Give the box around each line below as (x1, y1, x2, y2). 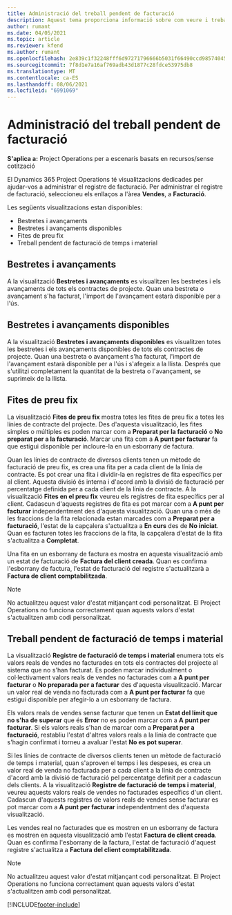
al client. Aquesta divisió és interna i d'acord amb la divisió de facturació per (7, 478, 224, 486)
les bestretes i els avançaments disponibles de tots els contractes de (7, 345, 204, 353)
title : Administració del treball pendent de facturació (7, 10, 175, 17)
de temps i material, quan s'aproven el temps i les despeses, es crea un (7, 759, 211, 767)
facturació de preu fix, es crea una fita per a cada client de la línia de (7, 462, 203, 471)
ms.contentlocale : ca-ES (7, 74, 79, 82)
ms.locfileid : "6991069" (7, 87, 79, 94)
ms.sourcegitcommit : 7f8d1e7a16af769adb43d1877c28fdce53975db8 (7, 62, 193, 68)
